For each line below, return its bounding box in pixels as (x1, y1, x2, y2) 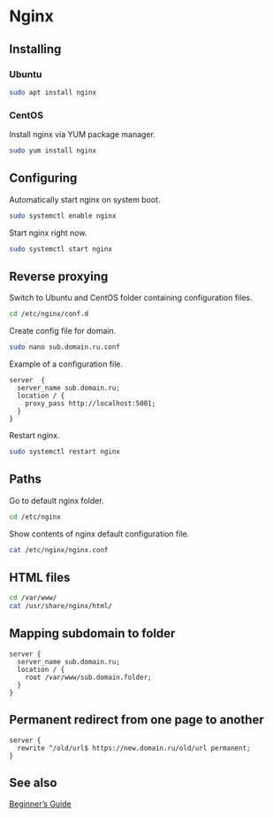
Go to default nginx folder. (9, 495, 104, 505)
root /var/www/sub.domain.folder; (25, 673, 152, 682)
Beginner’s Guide (9, 799, 72, 809)
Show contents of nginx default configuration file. (9, 529, 190, 539)
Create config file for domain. (9, 326, 117, 336)
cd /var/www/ (9, 593, 57, 603)
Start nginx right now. (9, 228, 87, 238)
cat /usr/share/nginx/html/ (9, 602, 113, 611)
